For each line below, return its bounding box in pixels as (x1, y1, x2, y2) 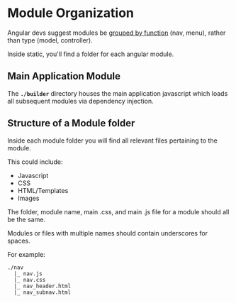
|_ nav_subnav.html (13, 289, 72, 296)
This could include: (7, 158, 63, 166)
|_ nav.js (13, 270, 43, 277)
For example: (7, 250, 46, 258)
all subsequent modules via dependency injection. (7, 97, 154, 105)
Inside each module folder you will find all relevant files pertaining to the (7, 136, 218, 145)
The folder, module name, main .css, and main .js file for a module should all (7, 207, 230, 216)
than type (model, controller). (7, 35, 94, 44)
